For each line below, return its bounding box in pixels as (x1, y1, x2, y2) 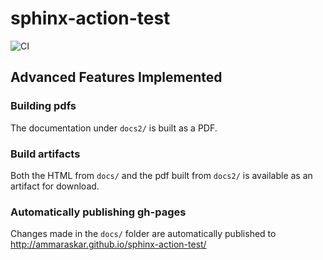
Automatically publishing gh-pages (10, 205, 187, 219)
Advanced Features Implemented (10, 69, 223, 86)
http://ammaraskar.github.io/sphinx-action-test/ (10, 238, 207, 251)
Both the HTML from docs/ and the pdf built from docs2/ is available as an (10, 169, 313, 181)
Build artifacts (10, 147, 81, 161)
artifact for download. (10, 180, 100, 192)
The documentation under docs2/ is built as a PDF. (10, 122, 218, 134)
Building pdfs (10, 99, 77, 113)
